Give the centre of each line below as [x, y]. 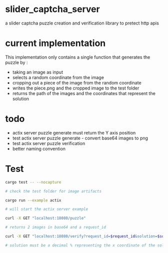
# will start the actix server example [47, 209]
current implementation [55, 43]
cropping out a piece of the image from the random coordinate [77, 82]
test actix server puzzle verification [49, 143]
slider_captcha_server [52, 9]
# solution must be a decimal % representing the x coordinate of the [80, 245]
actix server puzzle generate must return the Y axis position [74, 132]
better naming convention [39, 148]
